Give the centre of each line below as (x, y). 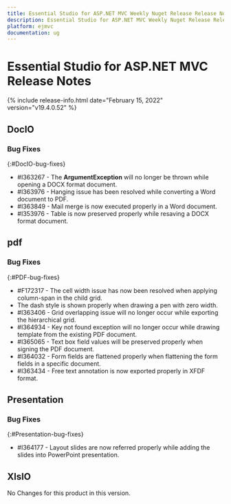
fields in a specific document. (59, 363)
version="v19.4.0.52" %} (42, 108)
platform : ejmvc (30, 26)
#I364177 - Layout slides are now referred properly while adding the (113, 448)
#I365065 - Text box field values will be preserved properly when (110, 342)
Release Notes (49, 81)
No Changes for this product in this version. (69, 493)
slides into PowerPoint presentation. (68, 455)
